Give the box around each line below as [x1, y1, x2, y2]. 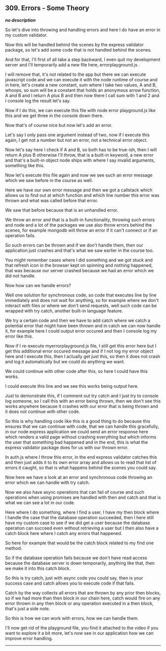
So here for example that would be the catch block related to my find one [5, 540, 154, 546]
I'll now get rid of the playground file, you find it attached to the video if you [5, 625, 159, 631]
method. [5, 545, 22, 551]
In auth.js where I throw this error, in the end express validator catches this [5, 454, 157, 460]
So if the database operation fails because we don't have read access [5, 555, 147, 561]
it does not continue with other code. [5, 409, 81, 414]
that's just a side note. [5, 605, 50, 611]
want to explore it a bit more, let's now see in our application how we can [5, 630, 154, 636]
